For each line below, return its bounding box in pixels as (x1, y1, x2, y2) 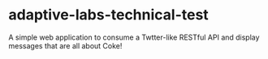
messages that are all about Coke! (8, 40, 123, 50)
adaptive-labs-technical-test (8, 6, 209, 24)
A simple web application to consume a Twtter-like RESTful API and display (8, 32, 260, 42)
